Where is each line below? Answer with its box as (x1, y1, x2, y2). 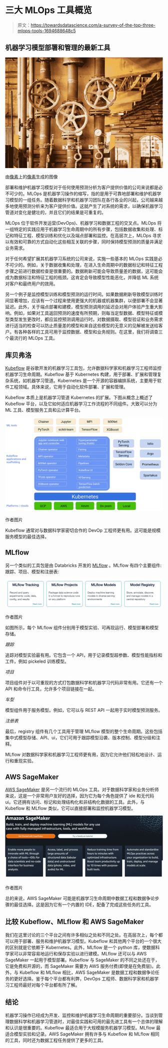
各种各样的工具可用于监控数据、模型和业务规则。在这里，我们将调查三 (18, 329, 163, 335)
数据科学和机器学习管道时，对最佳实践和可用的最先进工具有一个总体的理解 (9, 1018, 163, 1024)
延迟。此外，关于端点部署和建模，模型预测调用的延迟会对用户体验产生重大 (5, 304, 158, 310)
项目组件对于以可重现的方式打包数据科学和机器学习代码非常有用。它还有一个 (5, 680, 163, 686)
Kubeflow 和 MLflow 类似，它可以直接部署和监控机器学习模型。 (5, 805, 136, 811)
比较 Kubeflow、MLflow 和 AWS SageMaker (5, 917, 144, 926)
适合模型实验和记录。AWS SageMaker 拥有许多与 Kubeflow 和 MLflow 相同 (5, 1031, 160, 1037)
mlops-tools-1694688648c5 (17, 28, 76, 34)
